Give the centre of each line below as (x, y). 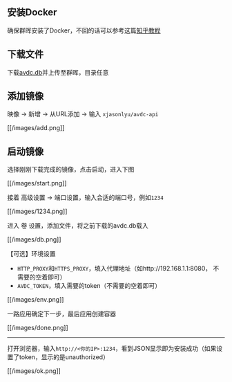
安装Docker (32, 12)
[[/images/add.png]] (36, 128)
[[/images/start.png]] (37, 183)
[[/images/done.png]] (38, 328)
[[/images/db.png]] (34, 239)
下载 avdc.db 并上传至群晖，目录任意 (58, 72)
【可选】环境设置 (31, 254)
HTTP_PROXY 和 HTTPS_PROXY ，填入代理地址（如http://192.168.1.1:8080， (114, 269)
